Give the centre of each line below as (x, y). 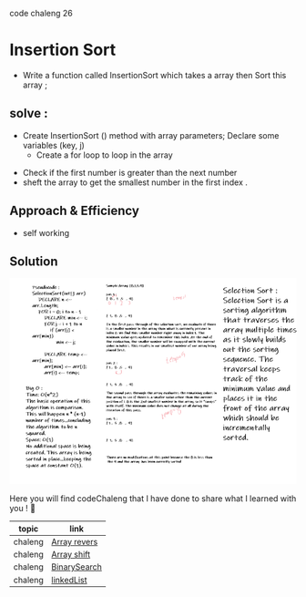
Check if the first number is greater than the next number (130, 172)
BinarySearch (77, 567)
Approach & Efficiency (74, 211)
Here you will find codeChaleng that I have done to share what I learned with (153, 499)
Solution (34, 261)
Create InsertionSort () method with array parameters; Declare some (151, 135)
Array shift (71, 554)
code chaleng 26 (41, 13)
